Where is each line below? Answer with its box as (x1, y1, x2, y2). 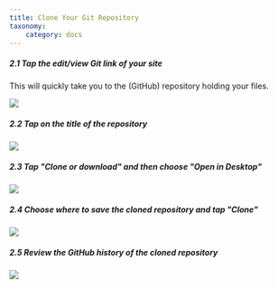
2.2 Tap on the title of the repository (9, 118, 148, 129)
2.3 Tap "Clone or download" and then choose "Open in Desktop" (9, 161, 263, 172)
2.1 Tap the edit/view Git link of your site (9, 58, 162, 69)
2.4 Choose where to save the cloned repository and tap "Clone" (9, 204, 259, 215)
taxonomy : (9, 22, 47, 31)
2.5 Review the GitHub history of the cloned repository (9, 247, 218, 257)
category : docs (25, 30, 83, 39)
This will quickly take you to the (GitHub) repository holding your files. (9, 80, 269, 91)
